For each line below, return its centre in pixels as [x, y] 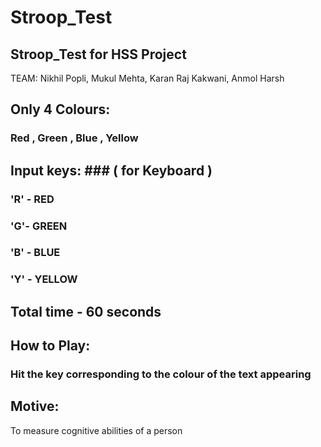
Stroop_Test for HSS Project [98, 54]
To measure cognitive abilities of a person [96, 430]
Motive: [35, 406]
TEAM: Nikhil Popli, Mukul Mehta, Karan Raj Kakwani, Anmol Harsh [147, 78]
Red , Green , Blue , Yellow [74, 138]
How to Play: [50, 346]
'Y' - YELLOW [44, 279]
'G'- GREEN [39, 226]
